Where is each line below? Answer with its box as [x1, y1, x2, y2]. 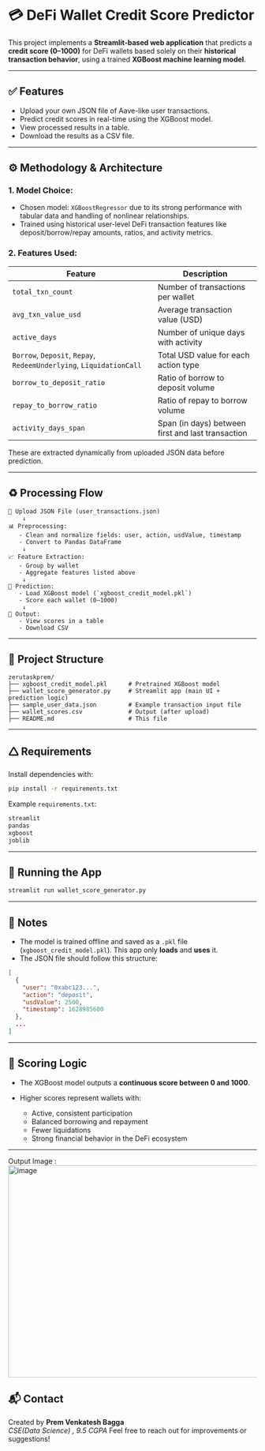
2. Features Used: [8, 248, 77, 259]
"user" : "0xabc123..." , [22, 984, 101, 992]
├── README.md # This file [8, 715, 168, 723]
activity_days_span [12, 423, 85, 433]
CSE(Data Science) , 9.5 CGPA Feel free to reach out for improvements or [8, 1426, 247, 1435]
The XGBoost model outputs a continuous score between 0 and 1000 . [19, 1078, 251, 1087]
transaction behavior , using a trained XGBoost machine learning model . [8, 54, 246, 64]
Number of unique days [157, 327, 245, 338]
